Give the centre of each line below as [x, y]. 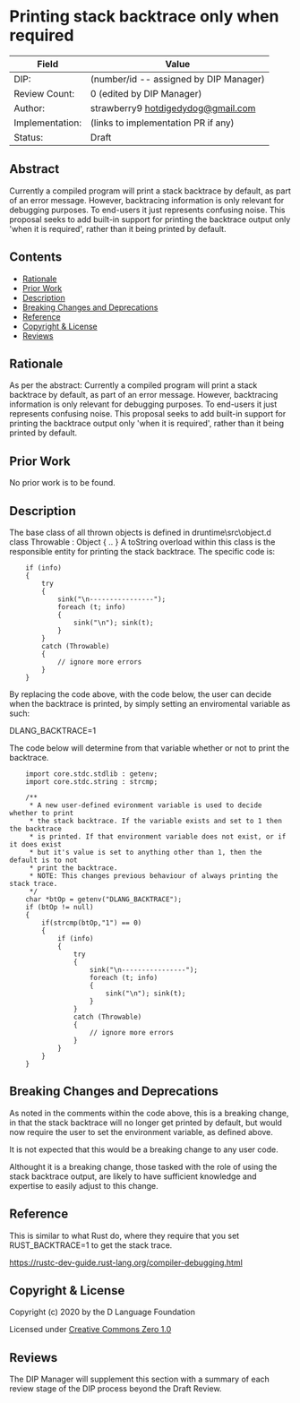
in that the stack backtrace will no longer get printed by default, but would [146, 1123]
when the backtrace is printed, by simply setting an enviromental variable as [150, 704]
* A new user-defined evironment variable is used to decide [146, 805]
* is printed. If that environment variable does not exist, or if [158, 837]
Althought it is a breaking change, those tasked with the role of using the [143, 1166]
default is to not [43, 860]
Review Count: [44, 93]
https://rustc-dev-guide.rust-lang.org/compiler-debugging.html [126, 1262]
